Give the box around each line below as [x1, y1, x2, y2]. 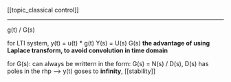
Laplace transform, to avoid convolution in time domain [7, 46, 168, 54]
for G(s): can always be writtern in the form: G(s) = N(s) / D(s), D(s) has [7, 60, 209, 68]
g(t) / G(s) [7, 25, 36, 34]
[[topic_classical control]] [7, 6, 79, 14]
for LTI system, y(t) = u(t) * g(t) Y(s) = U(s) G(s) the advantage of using [7, 39, 210, 47]
